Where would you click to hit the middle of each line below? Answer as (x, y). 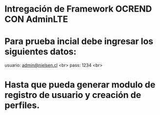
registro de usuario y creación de (73, 95)
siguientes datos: (40, 52)
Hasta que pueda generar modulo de (80, 85)
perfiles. (22, 106)
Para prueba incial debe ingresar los (79, 41)
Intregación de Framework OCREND (78, 9)
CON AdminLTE (36, 19)
